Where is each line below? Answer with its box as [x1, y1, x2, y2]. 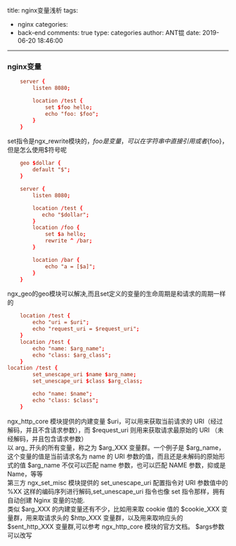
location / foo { [32, 224, 80, 232]
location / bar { [32, 256, 80, 263]
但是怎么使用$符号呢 [7, 146, 67, 154]
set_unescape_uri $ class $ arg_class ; [32, 378, 143, 385]
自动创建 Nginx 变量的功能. [7, 495, 86, 504]
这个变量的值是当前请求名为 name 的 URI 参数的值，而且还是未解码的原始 [7, 452, 219, 460]
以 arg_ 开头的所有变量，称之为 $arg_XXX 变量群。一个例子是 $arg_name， [7, 443, 225, 451]
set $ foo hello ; [44, 104, 93, 111]
